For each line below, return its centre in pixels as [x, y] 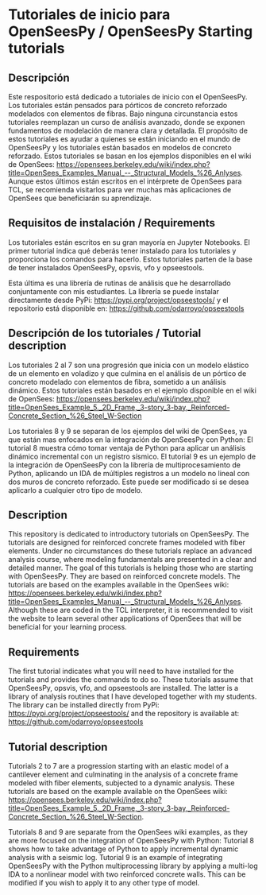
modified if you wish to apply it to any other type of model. [104, 883]
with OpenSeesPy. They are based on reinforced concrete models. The [124, 576]
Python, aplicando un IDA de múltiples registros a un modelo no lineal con [129, 473]
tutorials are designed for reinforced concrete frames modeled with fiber [127, 543]
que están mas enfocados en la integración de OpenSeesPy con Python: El [131, 440]
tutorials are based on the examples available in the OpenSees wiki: [119, 585]
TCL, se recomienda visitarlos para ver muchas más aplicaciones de [120, 190]
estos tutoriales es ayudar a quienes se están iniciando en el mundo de [124, 139]
